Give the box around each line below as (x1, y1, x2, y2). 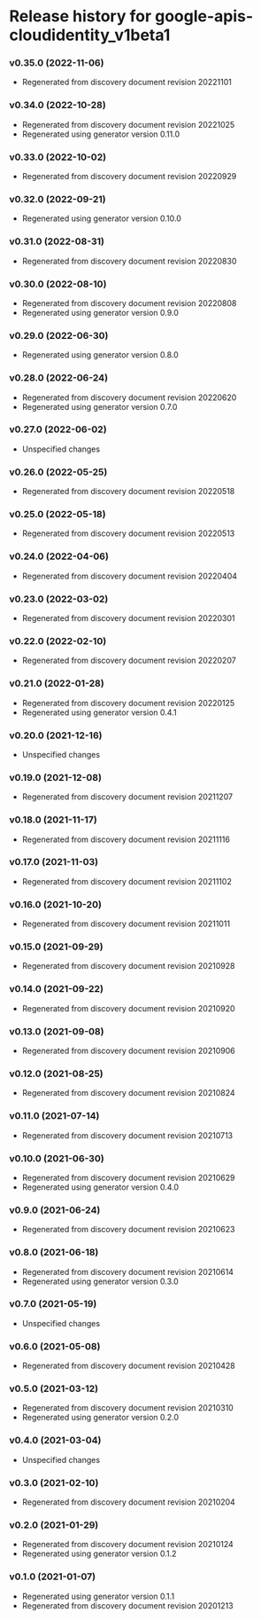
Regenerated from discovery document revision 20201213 (21, 1600, 234, 1611)
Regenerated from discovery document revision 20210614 (21, 1266, 234, 1277)
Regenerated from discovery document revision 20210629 (21, 1172, 235, 1183)
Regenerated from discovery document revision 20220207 (21, 655, 236, 666)
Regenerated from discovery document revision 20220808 (21, 297, 237, 308)
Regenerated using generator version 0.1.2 (21, 1548, 177, 1559)
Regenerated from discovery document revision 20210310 (21, 1403, 234, 1413)
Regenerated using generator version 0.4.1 (21, 707, 177, 718)
